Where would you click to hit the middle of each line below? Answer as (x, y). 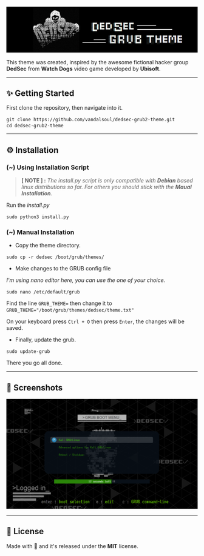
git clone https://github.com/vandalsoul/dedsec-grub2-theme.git (90, 120)
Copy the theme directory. (48, 246)
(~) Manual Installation (40, 232)
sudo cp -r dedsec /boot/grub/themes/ (55, 257)
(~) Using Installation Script (48, 167)
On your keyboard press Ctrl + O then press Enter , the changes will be (96, 321)
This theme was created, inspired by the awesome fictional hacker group (97, 62)
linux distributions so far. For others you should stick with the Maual (107, 187)
